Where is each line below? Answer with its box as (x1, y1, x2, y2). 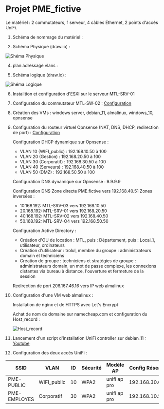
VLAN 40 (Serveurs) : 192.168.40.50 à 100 (19, 164, 104, 170)
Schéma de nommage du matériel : (12, 34, 83, 40)
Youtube (12, 340, 30, 346)
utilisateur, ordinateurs (19, 242, 65, 248)
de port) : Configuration (12, 129, 60, 135)
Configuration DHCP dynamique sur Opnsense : (12, 139, 109, 145)
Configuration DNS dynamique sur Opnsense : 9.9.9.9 (12, 178, 121, 184)
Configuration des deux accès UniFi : (12, 350, 87, 355)
